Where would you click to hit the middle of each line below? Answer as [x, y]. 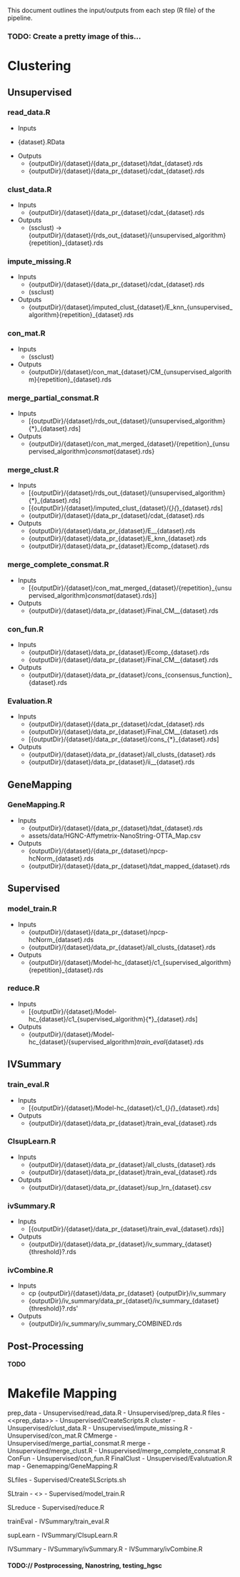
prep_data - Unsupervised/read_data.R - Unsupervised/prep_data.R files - [116, 1413]
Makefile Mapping [62, 1393]
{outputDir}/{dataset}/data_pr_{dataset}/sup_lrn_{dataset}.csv [120, 1187]
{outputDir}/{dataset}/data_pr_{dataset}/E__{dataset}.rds [112, 531]
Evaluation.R [30, 701]
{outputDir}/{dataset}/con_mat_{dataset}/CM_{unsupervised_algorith [130, 371]
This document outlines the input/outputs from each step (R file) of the [111, 10]
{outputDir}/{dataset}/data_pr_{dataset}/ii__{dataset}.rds [111, 762]
